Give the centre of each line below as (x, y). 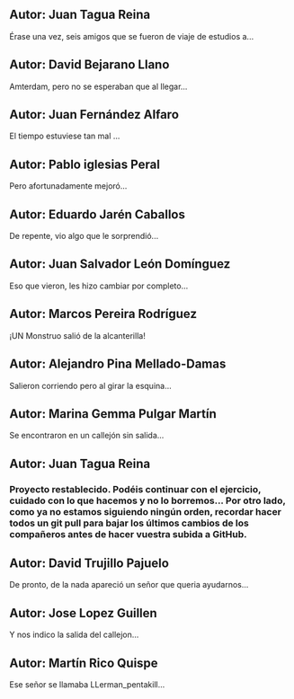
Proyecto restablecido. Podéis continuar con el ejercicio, (135, 489)
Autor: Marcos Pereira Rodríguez (103, 314)
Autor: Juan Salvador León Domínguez (120, 264)
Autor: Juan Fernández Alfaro (94, 115)
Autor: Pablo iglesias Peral (85, 164)
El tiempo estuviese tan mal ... (65, 136)
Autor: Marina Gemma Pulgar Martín (113, 414)
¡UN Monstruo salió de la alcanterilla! (77, 335)
